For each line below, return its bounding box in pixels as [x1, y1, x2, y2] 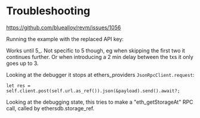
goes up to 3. [6, 60, 39, 67]
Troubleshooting [6, 4, 91, 18]
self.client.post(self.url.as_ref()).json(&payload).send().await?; [6, 88, 180, 94]
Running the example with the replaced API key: [6, 35, 124, 42]
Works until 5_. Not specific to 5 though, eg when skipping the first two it [6, 46, 185, 54]
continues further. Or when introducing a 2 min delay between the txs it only [6, 53, 194, 60]
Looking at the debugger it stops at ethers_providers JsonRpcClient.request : [6, 71, 195, 78]
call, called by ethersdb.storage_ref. [6, 104, 94, 111]
